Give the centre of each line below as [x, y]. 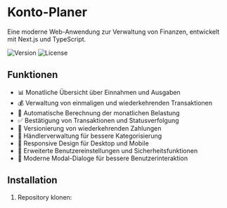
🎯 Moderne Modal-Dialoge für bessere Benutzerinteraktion [103, 158]
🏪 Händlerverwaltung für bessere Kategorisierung [90, 136]
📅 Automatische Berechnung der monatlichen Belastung [99, 112]
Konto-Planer [47, 12]
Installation [32, 180]
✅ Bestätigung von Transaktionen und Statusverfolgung [98, 120]
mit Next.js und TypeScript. [47, 39]
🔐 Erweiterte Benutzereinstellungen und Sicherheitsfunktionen [108, 150]
